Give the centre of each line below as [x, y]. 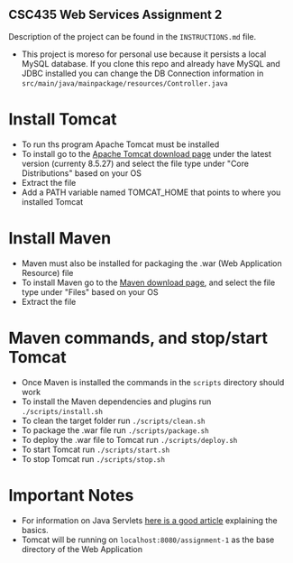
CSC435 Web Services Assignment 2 [115, 15]
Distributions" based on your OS [81, 173]
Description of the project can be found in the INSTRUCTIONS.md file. [133, 36]
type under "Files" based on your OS [90, 291]
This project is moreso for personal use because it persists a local [144, 54]
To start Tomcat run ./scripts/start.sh [96, 449]
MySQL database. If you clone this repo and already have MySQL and [151, 63]
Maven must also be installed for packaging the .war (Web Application [152, 263]
